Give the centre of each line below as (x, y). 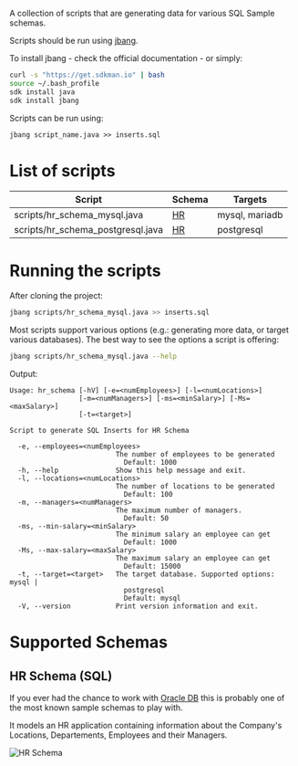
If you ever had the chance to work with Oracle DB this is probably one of (147, 698)
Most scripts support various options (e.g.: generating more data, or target (149, 330)
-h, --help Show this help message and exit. (132, 471)
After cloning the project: (56, 296)
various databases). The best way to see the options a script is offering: (144, 340)
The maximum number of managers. (179, 510)
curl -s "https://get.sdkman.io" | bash (87, 75)
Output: (24, 374)
